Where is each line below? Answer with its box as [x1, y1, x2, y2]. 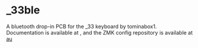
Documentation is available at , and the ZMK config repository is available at [6, 29, 193, 36]
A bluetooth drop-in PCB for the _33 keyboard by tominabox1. [6, 23, 157, 30]
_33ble [6, 4, 41, 17]
